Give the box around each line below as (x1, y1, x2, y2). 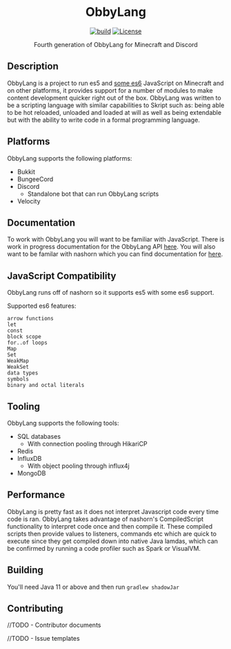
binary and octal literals (7, 382, 85, 389)
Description (7, 60, 59, 73)
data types (7, 369, 39, 377)
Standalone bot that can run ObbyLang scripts (27, 190, 159, 198)
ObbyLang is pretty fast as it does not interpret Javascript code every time (7, 507, 219, 515)
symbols (7, 376, 30, 383)
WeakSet (7, 364, 30, 371)
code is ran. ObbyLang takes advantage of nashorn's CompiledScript (7, 515, 204, 523)
